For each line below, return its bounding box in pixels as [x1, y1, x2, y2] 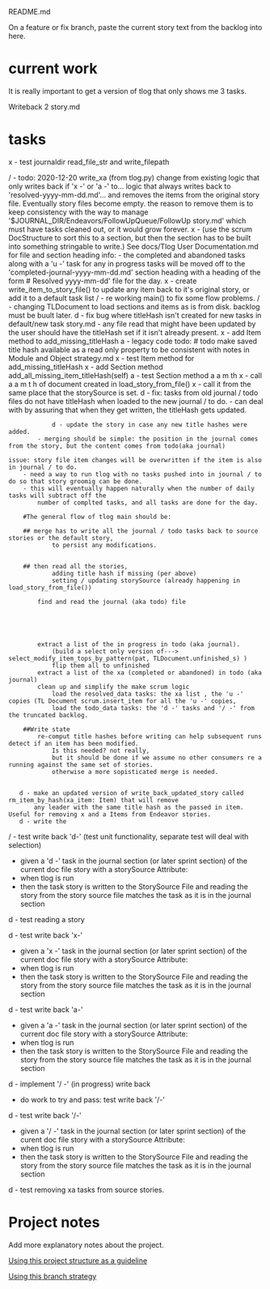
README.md [8, 7, 51, 16]
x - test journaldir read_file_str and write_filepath [8, 157, 170, 167]
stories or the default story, [8, 534, 114, 542]
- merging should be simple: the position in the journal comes [37, 435, 259, 443]
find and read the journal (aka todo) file [37, 598, 186, 606]
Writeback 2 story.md [8, 101, 81, 112]
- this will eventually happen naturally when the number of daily [23, 484, 255, 492]
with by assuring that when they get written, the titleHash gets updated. [8, 405, 247, 415]
